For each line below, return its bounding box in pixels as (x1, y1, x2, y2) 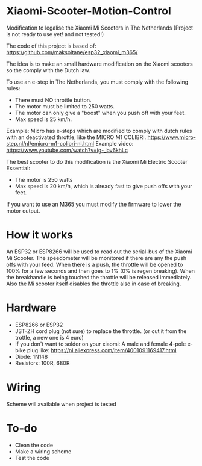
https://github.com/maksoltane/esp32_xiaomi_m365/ (6, 48, 138, 55)
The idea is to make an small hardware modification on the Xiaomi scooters (6, 60, 193, 67)
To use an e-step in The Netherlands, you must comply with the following (6, 78, 189, 85)
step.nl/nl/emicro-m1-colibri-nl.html (6, 140, 95, 147)
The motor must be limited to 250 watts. (14, 102, 115, 110)
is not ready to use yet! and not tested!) (6, 30, 104, 37)
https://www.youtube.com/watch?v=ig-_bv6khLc (6, 146, 128, 154)
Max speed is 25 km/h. (14, 116, 72, 123)
